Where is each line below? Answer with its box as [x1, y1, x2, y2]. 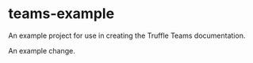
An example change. [8, 46, 75, 55]
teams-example [8, 5, 115, 23]
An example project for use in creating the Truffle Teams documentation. [8, 31, 246, 40]
